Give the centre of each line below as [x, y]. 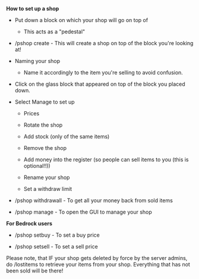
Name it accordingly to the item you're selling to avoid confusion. [103, 73]
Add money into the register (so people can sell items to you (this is [106, 159]
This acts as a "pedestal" [54, 32]
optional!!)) [37, 166]
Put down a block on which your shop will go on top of [81, 20]
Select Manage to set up [45, 102]
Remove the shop [45, 148]
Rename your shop [47, 177]
